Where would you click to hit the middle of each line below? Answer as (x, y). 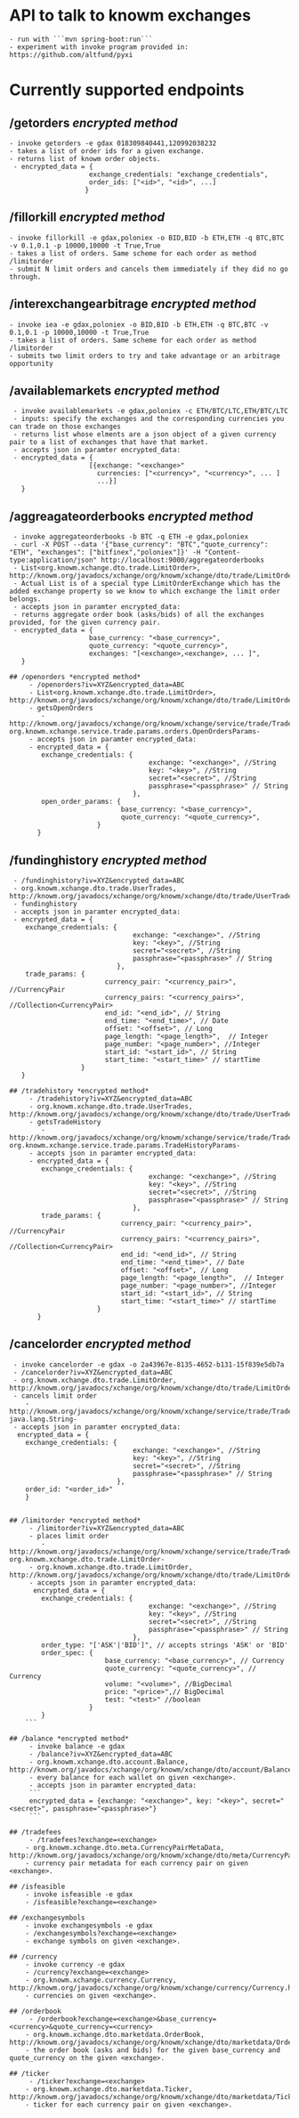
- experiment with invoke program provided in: (99, 47)
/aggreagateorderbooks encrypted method (131, 516)
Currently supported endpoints (127, 90)
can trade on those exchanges (65, 427)
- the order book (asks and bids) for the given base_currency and (153, 2050)
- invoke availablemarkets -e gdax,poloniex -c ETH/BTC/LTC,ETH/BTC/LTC (151, 411)
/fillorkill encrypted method (87, 218)
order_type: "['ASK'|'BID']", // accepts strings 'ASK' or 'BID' (165, 1645)
